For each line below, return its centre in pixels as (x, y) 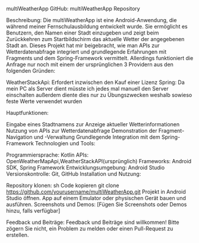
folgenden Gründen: (31, 71)
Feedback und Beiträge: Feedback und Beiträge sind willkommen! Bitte (93, 222)
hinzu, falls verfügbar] (33, 211)
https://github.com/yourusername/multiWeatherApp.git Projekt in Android (96, 192)
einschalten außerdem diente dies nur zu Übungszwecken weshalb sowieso (99, 95)
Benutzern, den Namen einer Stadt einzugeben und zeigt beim (83, 33)
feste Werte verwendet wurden (44, 101)
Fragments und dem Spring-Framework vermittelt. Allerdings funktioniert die (100, 58)
